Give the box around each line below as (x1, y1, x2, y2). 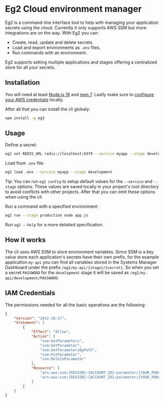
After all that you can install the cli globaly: (5, 106, 90, 112)
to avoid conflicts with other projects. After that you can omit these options (5, 189, 156, 195)
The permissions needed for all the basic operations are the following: (5, 301, 146, 308)
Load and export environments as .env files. (12, 44, 101, 50)
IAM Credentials (5, 289, 56, 297)
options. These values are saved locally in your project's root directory (17, 184, 159, 190)
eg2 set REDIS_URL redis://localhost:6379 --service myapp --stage (5, 151, 145, 157)
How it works (5, 236, 46, 244)
